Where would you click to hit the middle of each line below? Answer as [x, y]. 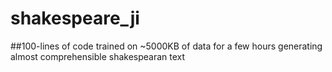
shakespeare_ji [75, 18]
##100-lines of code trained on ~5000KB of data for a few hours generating [166, 46]
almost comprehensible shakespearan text [98, 56]
